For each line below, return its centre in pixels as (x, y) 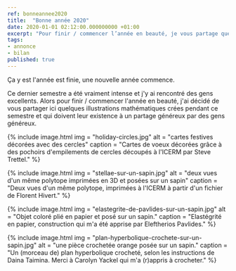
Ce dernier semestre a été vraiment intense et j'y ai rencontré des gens (110, 93)
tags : (15, 40)
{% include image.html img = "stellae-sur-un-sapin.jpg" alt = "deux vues (112, 172)
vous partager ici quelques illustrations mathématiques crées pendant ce (113, 108)
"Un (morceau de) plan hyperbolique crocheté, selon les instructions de (111, 252)
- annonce (22, 46)
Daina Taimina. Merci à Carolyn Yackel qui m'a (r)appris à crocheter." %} (112, 260)
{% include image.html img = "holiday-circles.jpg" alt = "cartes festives (110, 137)
